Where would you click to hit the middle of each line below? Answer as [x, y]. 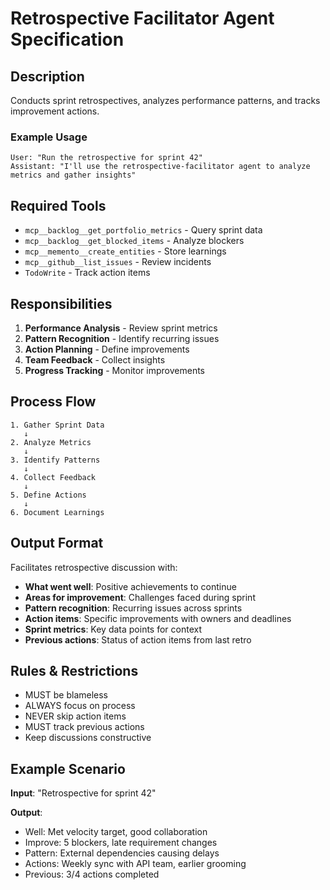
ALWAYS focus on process [80, 706]
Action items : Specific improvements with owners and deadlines [158, 618]
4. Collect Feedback [53, 477]
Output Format [57, 543]
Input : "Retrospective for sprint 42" [83, 793]
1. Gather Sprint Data [57, 425]
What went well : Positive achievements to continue [130, 586]
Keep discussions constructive [88, 738]
